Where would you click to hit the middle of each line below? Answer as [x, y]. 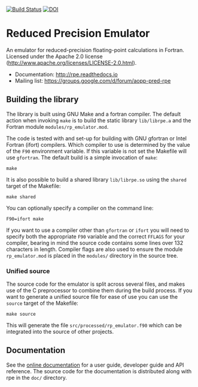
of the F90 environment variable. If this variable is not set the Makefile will [97, 151]
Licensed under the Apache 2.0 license [54, 56]
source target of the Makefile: [42, 303]
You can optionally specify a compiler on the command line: [80, 208]
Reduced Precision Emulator [78, 34]
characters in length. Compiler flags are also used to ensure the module [95, 249]
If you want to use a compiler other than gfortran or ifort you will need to [98, 230]
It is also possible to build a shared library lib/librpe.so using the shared [96, 179]
